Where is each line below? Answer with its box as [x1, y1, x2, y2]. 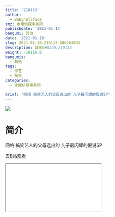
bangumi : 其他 [5, 31, 34, 36]
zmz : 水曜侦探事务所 [5, 21, 44, 27]
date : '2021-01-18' [5, 36, 47, 41]
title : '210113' [5, 7, 40, 13]
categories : [5, 78, 30, 83]
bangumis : [5, 54, 26, 60]
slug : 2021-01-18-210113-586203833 [5, 40, 81, 46]
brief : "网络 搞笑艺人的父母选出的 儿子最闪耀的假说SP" [5, 92, 110, 97]
